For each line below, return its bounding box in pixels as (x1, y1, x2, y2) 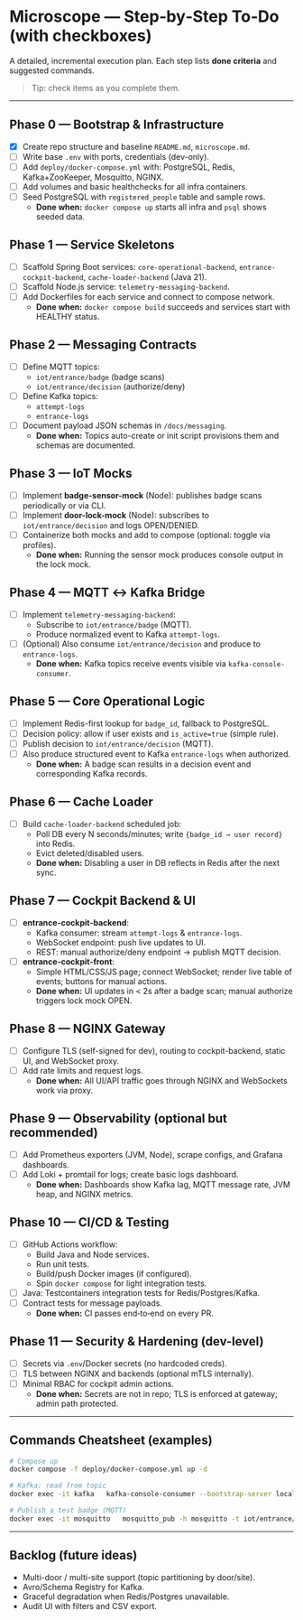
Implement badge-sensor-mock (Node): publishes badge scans (22, 489, 262, 500)
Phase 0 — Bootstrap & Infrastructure (9, 117, 225, 133)
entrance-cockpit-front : (22, 955, 115, 967)
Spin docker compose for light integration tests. (35, 1278, 207, 1289)
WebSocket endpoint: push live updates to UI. (35, 936, 207, 947)
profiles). (22, 540, 57, 551)
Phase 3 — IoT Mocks (9, 466, 133, 481)
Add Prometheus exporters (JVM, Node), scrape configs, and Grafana (22, 1149, 283, 1159)
